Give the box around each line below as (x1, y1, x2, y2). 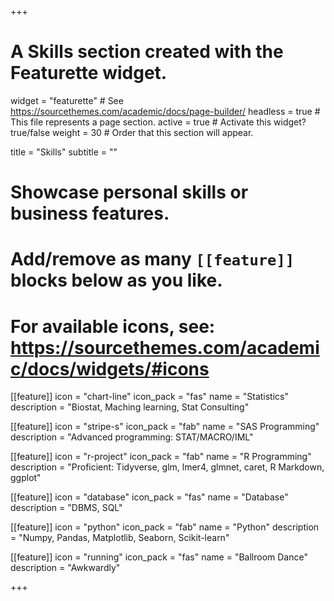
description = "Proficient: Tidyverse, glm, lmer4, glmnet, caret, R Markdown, (10, 461, 325, 473)
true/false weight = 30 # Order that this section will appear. (10, 126, 254, 138)
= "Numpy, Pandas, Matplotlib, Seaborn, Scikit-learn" (10, 532, 230, 544)
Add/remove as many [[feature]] (10, 248, 295, 271)
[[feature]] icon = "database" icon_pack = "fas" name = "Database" (10, 491, 289, 503)
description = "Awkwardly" (10, 562, 121, 574)
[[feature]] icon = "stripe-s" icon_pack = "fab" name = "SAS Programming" (10, 421, 320, 433)
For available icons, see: (10, 315, 216, 338)
